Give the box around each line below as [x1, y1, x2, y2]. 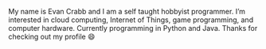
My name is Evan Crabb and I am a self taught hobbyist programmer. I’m [8, 7, 245, 16]
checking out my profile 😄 [8, 32, 96, 41]
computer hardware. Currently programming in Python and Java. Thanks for [8, 24, 258, 32]
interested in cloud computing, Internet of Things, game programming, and [8, 15, 253, 24]
